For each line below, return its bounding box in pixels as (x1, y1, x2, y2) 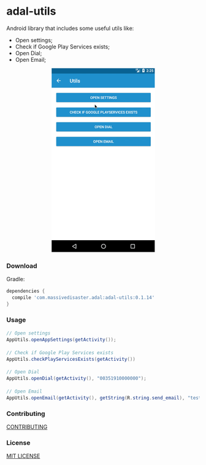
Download (6, 262, 38, 270)
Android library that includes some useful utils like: (6, 25, 134, 32)
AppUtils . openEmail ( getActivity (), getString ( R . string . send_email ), (6, 395, 185, 401)
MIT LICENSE (6, 452, 40, 460)
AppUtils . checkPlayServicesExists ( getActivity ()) (6, 356, 136, 362)
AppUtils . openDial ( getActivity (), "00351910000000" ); (6, 376, 147, 382)
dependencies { (6, 288, 45, 295)
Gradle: (6, 276, 25, 283)
